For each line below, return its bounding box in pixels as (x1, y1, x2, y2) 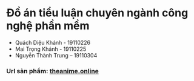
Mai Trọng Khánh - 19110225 (15, 45, 87, 53)
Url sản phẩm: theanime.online (6, 66, 99, 75)
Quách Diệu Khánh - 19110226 (15, 39, 91, 46)
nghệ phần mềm (6, 19, 90, 33)
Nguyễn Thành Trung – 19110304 (15, 51, 98, 59)
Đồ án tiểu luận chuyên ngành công (6, 6, 189, 20)
